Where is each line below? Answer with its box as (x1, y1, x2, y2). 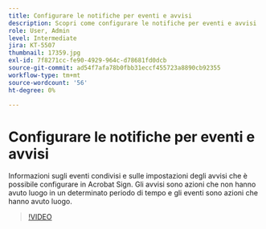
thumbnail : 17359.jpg (8, 49, 81, 57)
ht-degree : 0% (8, 86, 56, 94)
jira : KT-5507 (8, 42, 56, 50)
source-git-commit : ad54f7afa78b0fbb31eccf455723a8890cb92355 (8, 64, 221, 72)
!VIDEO (27, 212, 52, 222)
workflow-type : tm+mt (8, 71, 81, 79)
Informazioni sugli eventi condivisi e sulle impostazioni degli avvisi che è (8, 171, 248, 181)
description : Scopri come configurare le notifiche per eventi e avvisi (8, 19, 257, 27)
